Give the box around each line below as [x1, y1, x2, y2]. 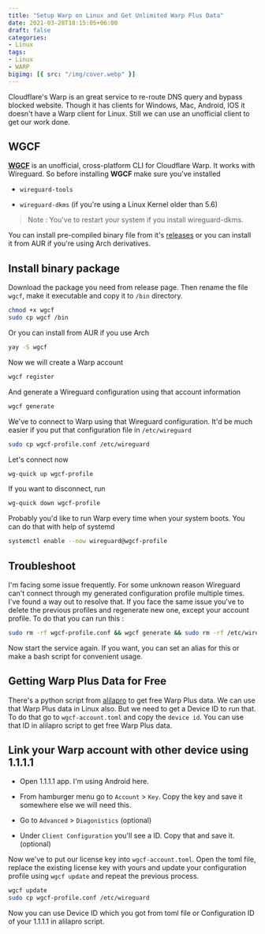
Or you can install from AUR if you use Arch [8, 328, 150, 337]
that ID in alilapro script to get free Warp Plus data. [8, 720, 173, 730]
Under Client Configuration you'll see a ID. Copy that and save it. [19, 831, 235, 841]
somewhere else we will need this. [19, 801, 132, 810]
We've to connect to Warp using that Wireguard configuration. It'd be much [8, 416, 253, 426]
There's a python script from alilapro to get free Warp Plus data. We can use [8, 696, 256, 705]
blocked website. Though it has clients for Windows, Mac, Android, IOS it [8, 100, 245, 110]
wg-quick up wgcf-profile [8, 470, 93, 478]
